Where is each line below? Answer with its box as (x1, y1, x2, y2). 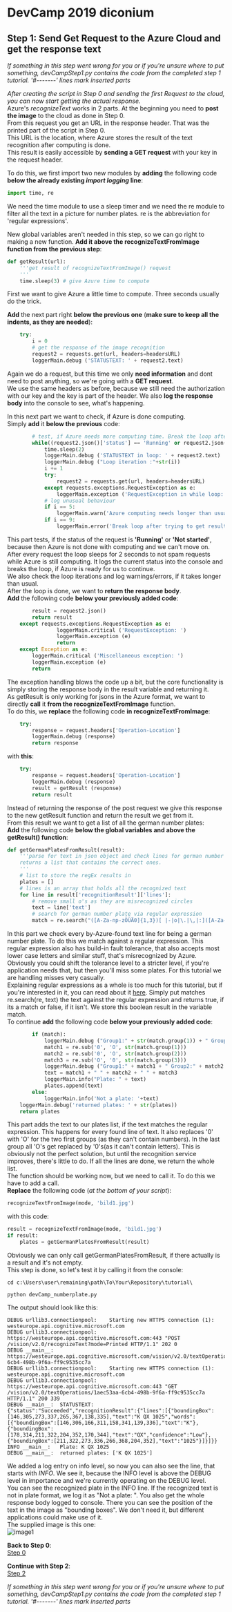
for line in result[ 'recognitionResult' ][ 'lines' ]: (19, 891, 171, 899)
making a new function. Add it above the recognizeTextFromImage (7, 237, 200, 246)
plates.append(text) (43, 1082, 104, 1089)
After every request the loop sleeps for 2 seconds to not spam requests (7, 550, 211, 558)
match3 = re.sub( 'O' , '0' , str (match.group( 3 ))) (43, 1057, 187, 1064)
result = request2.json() (32, 607, 107, 614)
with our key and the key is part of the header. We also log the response (7, 392, 213, 400)
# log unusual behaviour (43, 497, 116, 504)
